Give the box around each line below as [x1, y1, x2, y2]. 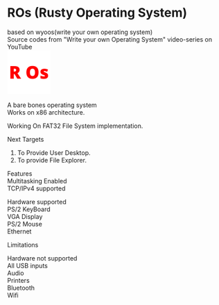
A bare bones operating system [7, 101, 97, 109]
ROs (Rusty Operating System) [7, 5, 188, 21]
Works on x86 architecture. [7, 108, 85, 116]
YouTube [7, 42, 33, 51]
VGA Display [7, 212, 43, 220]
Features [7, 169, 33, 178]
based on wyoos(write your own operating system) [7, 28, 153, 36]
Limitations [7, 240, 39, 249]
